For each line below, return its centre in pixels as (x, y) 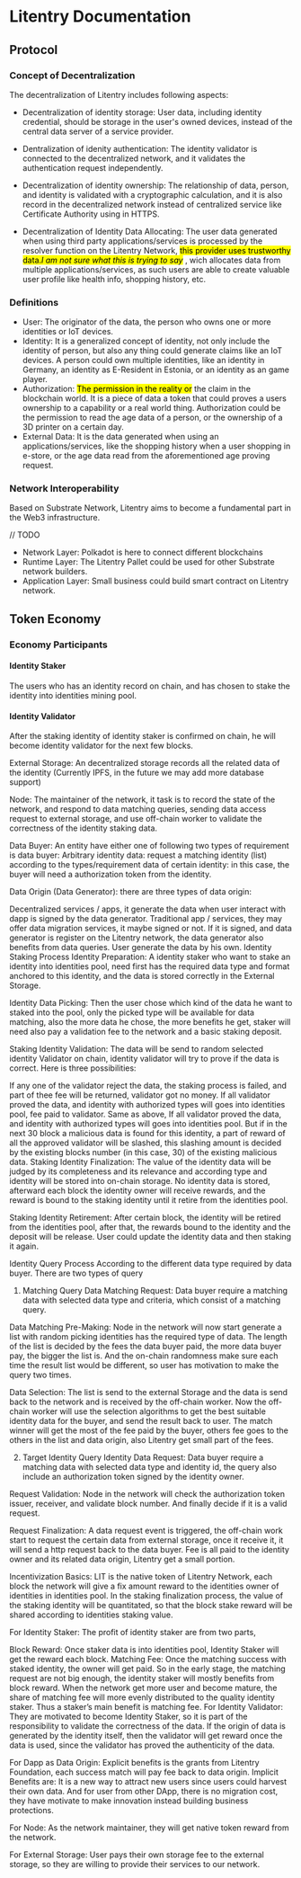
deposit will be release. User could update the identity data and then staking (150, 1237)
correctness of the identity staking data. (84, 828)
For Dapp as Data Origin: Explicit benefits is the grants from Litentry (134, 1763)
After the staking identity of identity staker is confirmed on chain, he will (142, 736)
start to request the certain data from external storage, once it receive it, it (146, 1540)
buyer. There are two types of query (76, 1273)
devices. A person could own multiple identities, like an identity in (143, 360)
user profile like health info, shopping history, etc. (114, 279)
